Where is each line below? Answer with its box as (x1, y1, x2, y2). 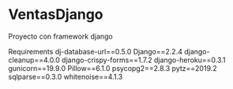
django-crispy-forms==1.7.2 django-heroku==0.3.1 (62, 55, 227, 65)
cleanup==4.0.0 (8, 55, 61, 65)
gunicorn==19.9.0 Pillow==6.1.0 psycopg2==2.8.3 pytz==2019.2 (8, 63, 217, 72)
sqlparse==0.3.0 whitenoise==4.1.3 (8, 72, 123, 81)
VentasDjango (8, 6, 103, 24)
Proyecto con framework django (8, 32, 113, 41)
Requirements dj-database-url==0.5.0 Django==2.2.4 (8, 46, 183, 56)
